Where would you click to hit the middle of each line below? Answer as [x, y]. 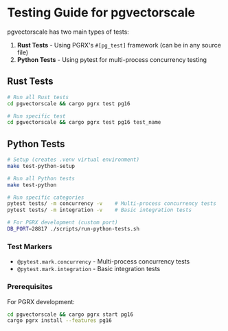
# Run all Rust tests [38, 97]
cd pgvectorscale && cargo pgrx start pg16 [70, 314]
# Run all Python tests [41, 178]
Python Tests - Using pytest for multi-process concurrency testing [112, 59]
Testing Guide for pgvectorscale [101, 13]
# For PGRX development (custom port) [62, 223]
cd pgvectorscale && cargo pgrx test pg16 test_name [84, 122]
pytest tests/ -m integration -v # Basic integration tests [100, 210]
